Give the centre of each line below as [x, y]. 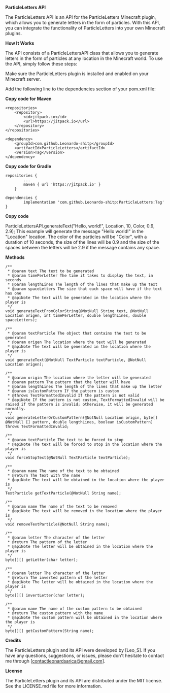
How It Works [20, 43]
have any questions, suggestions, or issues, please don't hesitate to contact [85, 655]
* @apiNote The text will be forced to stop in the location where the [85, 444]
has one [13, 293]
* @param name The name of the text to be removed [62, 507]
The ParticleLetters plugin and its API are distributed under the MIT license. [84, 681]
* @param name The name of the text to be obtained [63, 471]
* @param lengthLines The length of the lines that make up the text [82, 284]
